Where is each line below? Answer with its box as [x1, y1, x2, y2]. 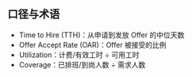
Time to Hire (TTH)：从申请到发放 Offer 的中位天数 [18, 30, 185, 40]
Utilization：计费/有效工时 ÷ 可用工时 [18, 50, 140, 60]
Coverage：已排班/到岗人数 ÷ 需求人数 [18, 60, 146, 69]
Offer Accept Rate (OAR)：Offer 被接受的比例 [18, 40, 167, 49]
